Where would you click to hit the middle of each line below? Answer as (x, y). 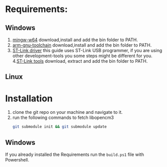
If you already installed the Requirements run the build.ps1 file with (74, 154)
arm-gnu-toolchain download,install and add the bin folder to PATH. (82, 45)
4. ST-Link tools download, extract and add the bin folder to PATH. (80, 61)
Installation (29, 98)
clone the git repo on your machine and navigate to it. (67, 112)
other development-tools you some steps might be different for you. (82, 56)
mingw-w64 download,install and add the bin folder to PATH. (75, 40)
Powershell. (17, 160)
